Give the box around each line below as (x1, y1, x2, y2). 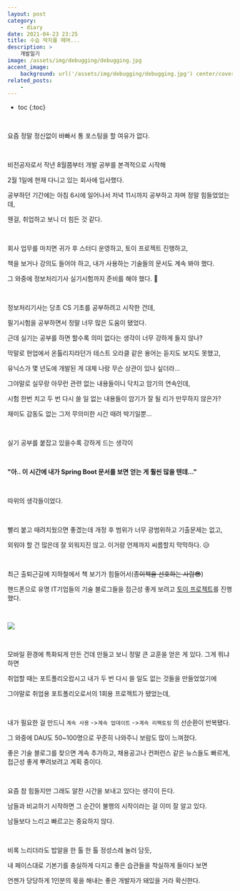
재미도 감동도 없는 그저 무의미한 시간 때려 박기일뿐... (7, 410, 152, 418)
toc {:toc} (17, 103, 46, 111)
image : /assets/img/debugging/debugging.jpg (7, 57, 142, 64)
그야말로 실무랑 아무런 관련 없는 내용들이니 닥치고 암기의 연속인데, (7, 379, 191, 388)
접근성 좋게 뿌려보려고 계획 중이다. (7, 757, 103, 766)
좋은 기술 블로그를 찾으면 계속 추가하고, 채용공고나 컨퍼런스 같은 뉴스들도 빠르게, (7, 749, 231, 757)
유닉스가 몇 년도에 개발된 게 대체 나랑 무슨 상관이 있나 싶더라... (7, 364, 181, 373)
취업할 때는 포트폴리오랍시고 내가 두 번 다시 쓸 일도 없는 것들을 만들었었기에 (7, 674, 217, 683)
